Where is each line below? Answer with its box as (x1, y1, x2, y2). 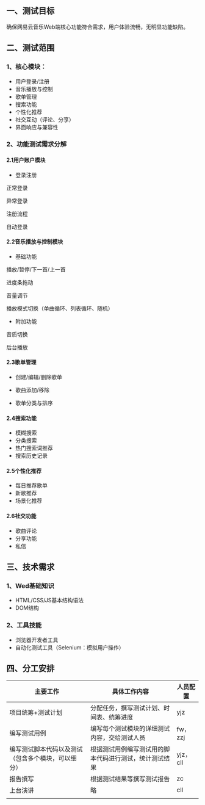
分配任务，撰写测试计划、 (90, 704, 164, 712)
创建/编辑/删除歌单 (15, 374, 62, 381)
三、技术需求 (6, 562, 55, 572)
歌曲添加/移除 (15, 386, 50, 394)
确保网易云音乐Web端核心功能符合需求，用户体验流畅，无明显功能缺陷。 (6, 23, 189, 31)
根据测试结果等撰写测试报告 (90, 774, 170, 783)
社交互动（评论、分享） (15, 115, 74, 123)
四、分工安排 (6, 663, 55, 674)
